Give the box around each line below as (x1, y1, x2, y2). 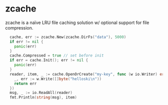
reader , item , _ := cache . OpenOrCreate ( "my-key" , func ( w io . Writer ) (9, 71, 157, 76)
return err (14, 81, 37, 86)
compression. (5, 24, 33, 30)
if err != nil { (9, 39, 43, 44)
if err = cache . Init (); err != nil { (9, 58, 88, 63)
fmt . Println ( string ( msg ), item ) (9, 95, 77, 100)
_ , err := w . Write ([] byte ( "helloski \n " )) (14, 76, 101, 81)
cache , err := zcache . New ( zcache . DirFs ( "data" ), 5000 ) (9, 34, 126, 39)
